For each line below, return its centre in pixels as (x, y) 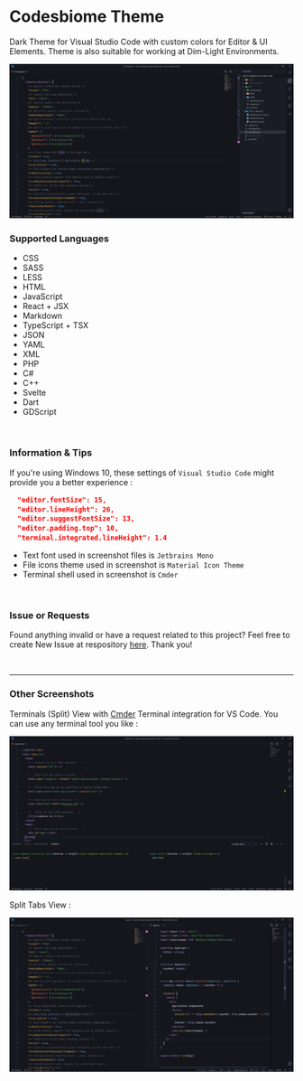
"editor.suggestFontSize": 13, (76, 519)
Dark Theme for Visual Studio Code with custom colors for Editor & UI (138, 42)
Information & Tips (51, 453)
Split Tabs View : (41, 905)
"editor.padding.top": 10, (68, 529)
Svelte (34, 393)
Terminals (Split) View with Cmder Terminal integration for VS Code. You (144, 714)
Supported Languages (60, 239)
